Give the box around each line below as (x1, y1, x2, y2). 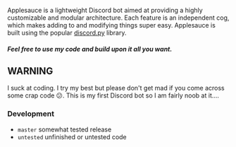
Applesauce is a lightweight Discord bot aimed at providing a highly (7, 6, 203, 14)
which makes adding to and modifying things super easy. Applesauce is (7, 21, 216, 29)
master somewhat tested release (17, 125, 112, 134)
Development (7, 109, 55, 119)
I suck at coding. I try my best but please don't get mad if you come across (7, 84, 225, 93)
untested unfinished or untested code (17, 132, 127, 141)
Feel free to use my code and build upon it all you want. (7, 45, 173, 53)
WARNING (7, 65, 54, 77)
